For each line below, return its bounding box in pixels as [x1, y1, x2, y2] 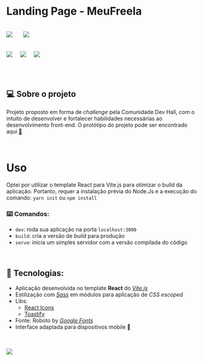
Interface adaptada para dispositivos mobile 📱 [15, 323, 131, 331]
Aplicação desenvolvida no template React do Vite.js [15, 284, 148, 291]
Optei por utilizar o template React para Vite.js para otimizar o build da [6, 181, 183, 188]
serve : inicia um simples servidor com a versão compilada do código [15, 238, 188, 246]
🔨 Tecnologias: [6, 268, 64, 279]
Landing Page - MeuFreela [6, 4, 142, 18]
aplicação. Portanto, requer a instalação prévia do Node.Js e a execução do [6, 187, 197, 195]
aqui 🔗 [6, 127, 23, 135]
